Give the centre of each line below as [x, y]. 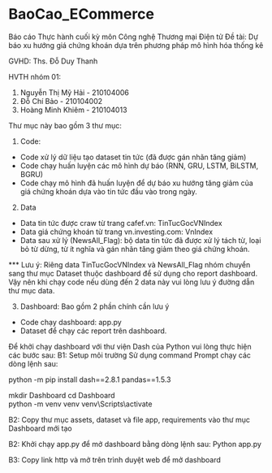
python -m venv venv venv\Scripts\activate [80, 404]
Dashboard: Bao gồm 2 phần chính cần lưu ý [95, 306]
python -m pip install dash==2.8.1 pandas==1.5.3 [90, 380]
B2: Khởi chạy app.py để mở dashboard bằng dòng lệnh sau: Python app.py [135, 444]
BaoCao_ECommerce [81, 14]
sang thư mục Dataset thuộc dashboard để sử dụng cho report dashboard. [133, 273]
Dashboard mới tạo [40, 428]
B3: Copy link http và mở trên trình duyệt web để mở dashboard [115, 459]
